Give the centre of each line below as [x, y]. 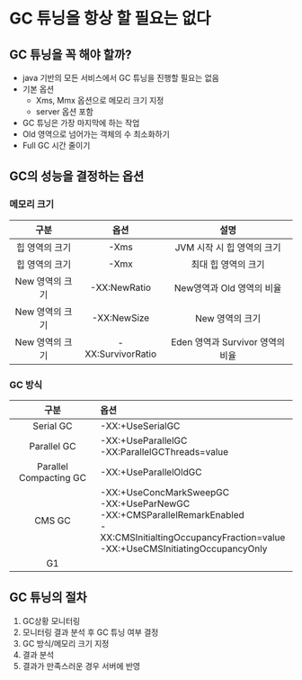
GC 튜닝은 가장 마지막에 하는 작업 [81, 123]
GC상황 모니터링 [51, 621]
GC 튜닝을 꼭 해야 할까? [71, 54]
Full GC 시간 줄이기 [56, 145]
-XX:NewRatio [120, 287]
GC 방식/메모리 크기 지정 [66, 643]
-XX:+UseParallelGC [144, 440]
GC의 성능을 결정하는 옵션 [77, 177]
